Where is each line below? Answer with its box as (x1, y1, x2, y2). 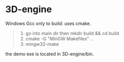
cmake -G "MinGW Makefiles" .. (25, 36, 93, 42)
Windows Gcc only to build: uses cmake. (5, 20, 91, 26)
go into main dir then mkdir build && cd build (25, 30, 119, 36)
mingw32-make (25, 41, 59, 47)
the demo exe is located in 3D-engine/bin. (5, 51, 94, 57)
